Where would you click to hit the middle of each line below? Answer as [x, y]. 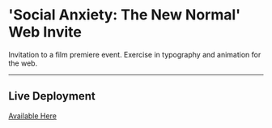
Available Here [32, 116]
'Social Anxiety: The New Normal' [125, 15]
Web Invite [45, 32]
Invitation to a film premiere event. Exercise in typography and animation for [135, 54]
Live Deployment [52, 96]
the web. [23, 63]
